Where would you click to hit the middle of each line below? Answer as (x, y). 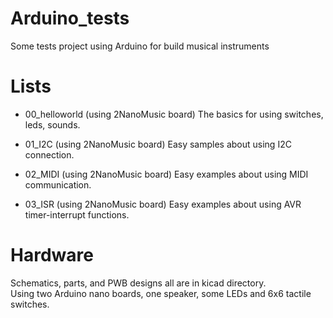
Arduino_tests (70, 18)
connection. (49, 154)
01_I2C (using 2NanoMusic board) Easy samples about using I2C (158, 144)
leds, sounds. (52, 124)
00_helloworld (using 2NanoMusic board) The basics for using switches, (174, 114)
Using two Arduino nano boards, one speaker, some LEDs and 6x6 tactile (161, 293)
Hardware (52, 255)
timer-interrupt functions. (77, 214)
